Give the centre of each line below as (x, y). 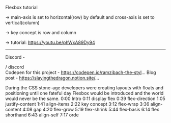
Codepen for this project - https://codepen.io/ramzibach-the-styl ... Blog (81, 72)
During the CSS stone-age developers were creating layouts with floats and (84, 88)
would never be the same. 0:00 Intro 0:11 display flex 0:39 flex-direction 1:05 (85, 99)
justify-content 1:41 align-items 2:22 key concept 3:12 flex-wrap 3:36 (77, 104)
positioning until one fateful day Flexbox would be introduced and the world (84, 93)
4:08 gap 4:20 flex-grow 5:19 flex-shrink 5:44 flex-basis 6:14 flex (91, 109)
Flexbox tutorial (22, 7)
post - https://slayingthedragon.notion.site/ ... (52, 78)
